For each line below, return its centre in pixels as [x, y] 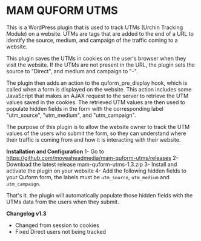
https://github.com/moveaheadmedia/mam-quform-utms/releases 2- [92, 157]
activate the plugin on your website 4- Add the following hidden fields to [96, 171]
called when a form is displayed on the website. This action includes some [99, 89]
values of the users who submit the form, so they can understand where [96, 133]
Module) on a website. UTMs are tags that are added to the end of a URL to [100, 33]
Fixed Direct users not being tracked [61, 231]
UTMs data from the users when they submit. [63, 202]
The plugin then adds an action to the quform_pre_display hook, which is [97, 83]
